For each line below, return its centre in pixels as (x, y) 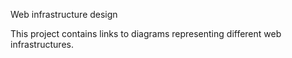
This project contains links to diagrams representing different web (146, 33)
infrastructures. (42, 44)
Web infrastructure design (64, 14)
